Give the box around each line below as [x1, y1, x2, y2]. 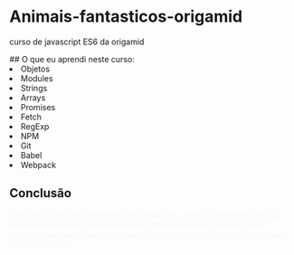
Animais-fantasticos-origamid [9, 6, 243, 27]
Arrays [21, 92, 46, 103]
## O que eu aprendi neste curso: [9, 53, 136, 64]
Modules [21, 72, 53, 83]
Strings [21, 82, 48, 93]
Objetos [21, 63, 51, 74]
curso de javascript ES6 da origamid [9, 36, 145, 47]
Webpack [21, 159, 57, 170]
